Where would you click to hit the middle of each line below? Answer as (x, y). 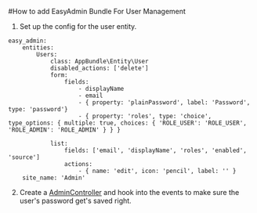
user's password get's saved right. (75, 200)
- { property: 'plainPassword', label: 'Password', (164, 103)
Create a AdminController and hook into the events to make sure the (129, 192)
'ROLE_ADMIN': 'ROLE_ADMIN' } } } (65, 130)
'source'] (24, 157)
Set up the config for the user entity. (78, 26)
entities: (38, 48)
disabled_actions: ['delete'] (99, 68)
